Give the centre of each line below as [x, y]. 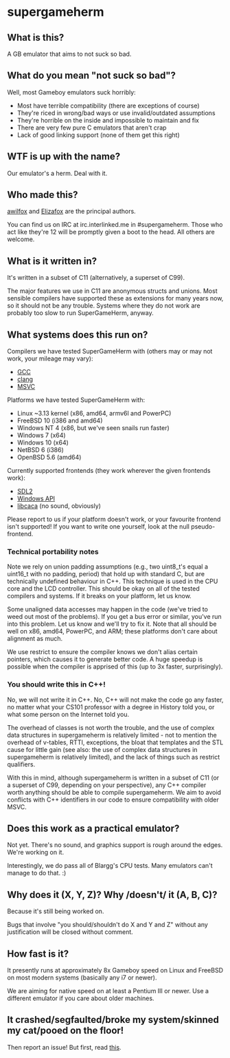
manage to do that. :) [37, 873]
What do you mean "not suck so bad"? [92, 75]
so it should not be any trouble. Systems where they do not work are [104, 306]
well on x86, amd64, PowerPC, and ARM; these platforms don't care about [112, 631]
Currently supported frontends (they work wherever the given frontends [109, 471]
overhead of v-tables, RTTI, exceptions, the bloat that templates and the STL [115, 742]
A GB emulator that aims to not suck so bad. [69, 54]
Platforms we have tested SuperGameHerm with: [76, 400]
